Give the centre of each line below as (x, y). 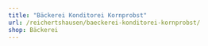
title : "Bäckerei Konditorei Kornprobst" (78, 15)
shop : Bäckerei (33, 30)
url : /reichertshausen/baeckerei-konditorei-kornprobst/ (104, 23)
